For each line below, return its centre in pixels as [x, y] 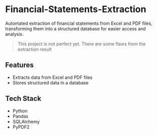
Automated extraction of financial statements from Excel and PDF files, [79, 23]
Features [19, 65]
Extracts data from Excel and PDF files [52, 77]
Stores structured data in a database [50, 82]
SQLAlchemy [26, 121]
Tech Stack [23, 99]
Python [20, 111]
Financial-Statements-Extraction [76, 9]
